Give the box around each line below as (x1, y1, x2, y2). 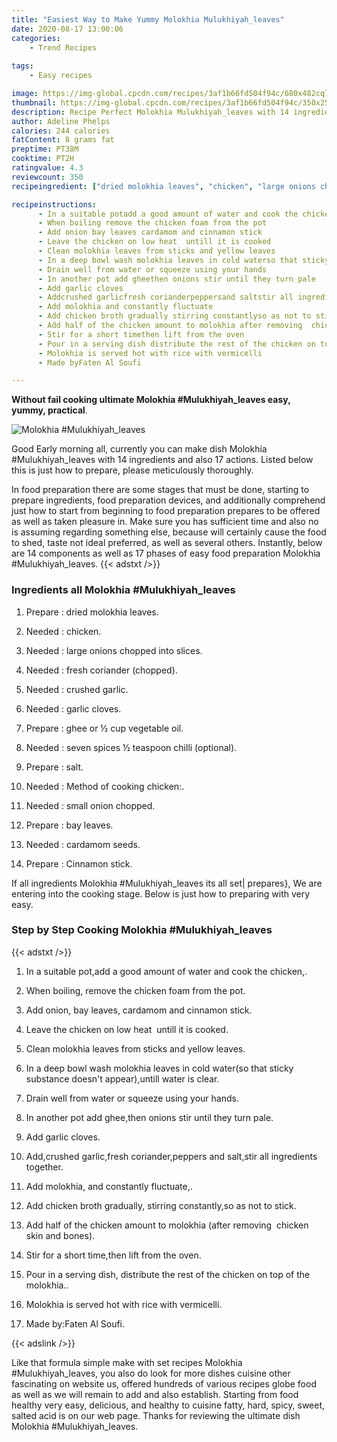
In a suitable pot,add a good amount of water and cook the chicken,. (25, 965, 308, 977)
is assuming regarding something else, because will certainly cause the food (11, 526, 327, 538)
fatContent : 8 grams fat (11, 135, 115, 145)
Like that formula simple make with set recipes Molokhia (11, 1356, 243, 1368)
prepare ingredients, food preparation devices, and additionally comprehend (11, 494, 326, 506)
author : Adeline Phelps (11, 116, 111, 126)
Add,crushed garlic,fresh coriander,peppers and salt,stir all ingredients (25, 1150, 318, 1162)
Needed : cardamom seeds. (25, 838, 141, 850)
